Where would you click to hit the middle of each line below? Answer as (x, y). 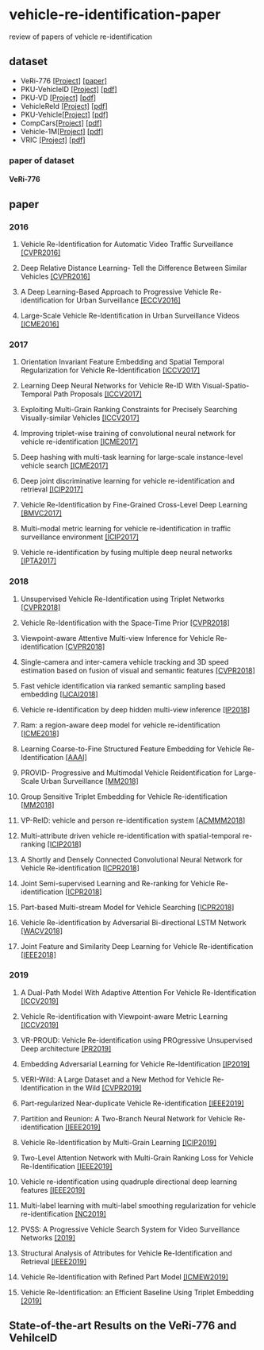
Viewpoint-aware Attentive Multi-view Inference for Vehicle (117, 638)
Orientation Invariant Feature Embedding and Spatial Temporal (122, 362)
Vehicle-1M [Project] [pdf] (62, 131)
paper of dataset (42, 160)
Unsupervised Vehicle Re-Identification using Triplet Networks (122, 599)
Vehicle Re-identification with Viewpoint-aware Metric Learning (124, 1016)
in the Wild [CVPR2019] (103, 1088)
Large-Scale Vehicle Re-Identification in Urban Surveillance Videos (130, 315)
